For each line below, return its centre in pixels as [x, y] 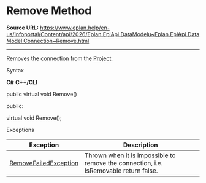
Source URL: [22, 28]
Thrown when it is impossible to [130, 155]
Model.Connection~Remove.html [48, 41]
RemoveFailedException [44, 163]
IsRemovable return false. [121, 171]
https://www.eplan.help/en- [75, 28]
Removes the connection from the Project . [60, 58]
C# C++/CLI [22, 82]
